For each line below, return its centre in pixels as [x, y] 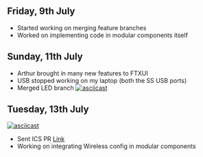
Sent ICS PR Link [41, 139]
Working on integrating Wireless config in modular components [107, 146]
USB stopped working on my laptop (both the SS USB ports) [102, 80]
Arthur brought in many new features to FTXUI [83, 73]
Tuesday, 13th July [48, 109]
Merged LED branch [45, 88]
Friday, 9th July [41, 11]
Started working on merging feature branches [82, 27]
